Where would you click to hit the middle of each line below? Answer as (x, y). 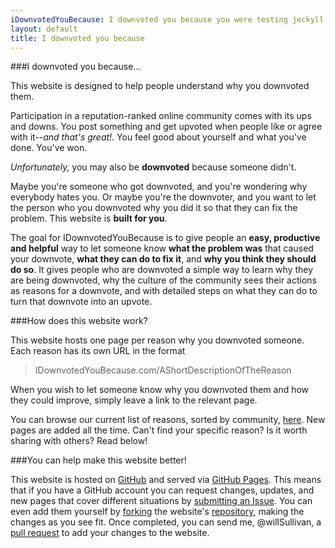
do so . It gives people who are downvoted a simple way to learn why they (162, 270)
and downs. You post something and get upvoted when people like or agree (166, 127)
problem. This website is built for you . (89, 218)
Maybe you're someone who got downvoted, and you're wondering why (159, 187)
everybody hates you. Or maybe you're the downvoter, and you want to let (163, 197)
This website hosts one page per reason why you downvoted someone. (157, 340)
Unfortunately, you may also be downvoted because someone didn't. (153, 167)
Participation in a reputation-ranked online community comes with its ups (161, 116)
